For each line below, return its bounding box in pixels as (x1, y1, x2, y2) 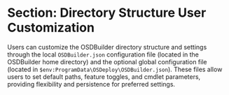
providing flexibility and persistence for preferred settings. (7, 80, 176, 88)
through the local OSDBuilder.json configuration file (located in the (7, 50, 200, 59)
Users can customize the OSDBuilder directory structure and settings (7, 43, 207, 51)
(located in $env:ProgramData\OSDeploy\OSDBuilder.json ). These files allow (7, 65, 223, 73)
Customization (7, 20, 95, 36)
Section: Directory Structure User (7, 5, 207, 21)
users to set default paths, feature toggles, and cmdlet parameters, (7, 72, 201, 81)
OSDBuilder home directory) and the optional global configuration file (7, 57, 207, 66)
